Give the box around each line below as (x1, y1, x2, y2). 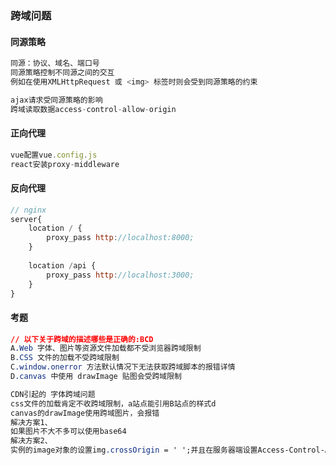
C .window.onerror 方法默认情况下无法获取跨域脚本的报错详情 (10, 362, 236, 372)
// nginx (10, 205, 47, 215)
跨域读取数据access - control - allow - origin (10, 104, 177, 114)
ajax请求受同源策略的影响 (10, 95, 103, 105)
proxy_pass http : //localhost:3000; (46, 270, 195, 280)
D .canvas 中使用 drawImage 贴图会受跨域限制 (10, 372, 182, 382)
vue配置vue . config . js (10, 150, 98, 160)
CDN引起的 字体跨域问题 (10, 389, 96, 399)
